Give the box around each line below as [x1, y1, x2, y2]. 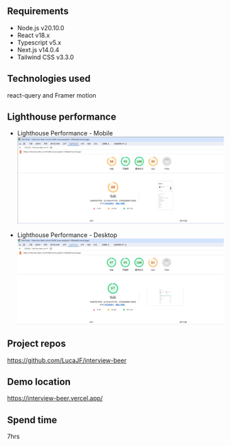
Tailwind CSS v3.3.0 [16, 53, 74, 61]
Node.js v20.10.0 [16, 23, 65, 32]
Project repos [7, 338, 67, 350]
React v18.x [16, 31, 50, 39]
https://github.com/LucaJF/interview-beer [7, 356, 127, 364]
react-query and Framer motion [7, 91, 96, 99]
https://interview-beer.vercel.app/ [7, 394, 103, 403]
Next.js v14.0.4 [16, 45, 60, 54]
